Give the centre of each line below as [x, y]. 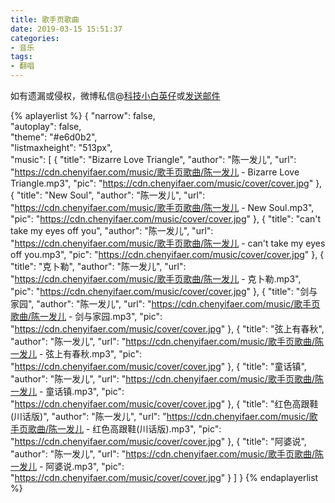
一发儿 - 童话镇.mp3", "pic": [67, 391]
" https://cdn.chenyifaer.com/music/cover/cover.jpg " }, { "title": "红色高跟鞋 [164, 404]
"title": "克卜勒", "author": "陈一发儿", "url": [98, 266]
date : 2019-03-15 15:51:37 [66, 29]
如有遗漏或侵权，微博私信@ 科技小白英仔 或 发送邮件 [115, 95]
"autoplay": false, [46, 126]
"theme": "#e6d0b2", [54, 137]
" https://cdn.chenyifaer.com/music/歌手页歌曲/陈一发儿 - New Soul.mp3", [162, 207]
